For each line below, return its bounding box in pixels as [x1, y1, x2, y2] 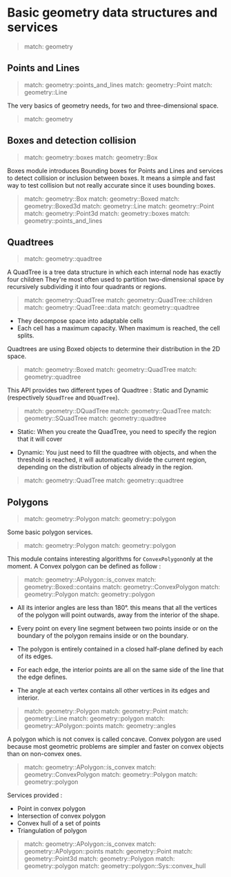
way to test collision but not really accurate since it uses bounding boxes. [7, 181, 216, 189]
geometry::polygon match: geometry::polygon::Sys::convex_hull [23, 862, 206, 870]
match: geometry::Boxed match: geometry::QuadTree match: [23, 366, 197, 374]
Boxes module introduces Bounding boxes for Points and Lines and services [7, 166, 223, 175]
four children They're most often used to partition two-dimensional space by [7, 275, 224, 284]
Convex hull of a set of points [17, 819, 101, 827]
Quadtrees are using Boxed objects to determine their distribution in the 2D [7, 345, 221, 353]
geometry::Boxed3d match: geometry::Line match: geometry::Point [23, 201, 214, 210]
